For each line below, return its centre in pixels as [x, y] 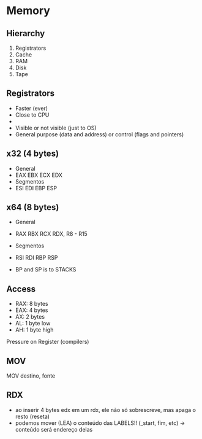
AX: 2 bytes [30, 317]
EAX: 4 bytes [32, 310]
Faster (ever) [31, 108]
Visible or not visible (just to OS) [56, 128]
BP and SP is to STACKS [46, 270]
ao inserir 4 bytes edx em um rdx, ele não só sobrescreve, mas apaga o [105, 410]
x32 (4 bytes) [33, 154]
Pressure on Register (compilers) [48, 342]
